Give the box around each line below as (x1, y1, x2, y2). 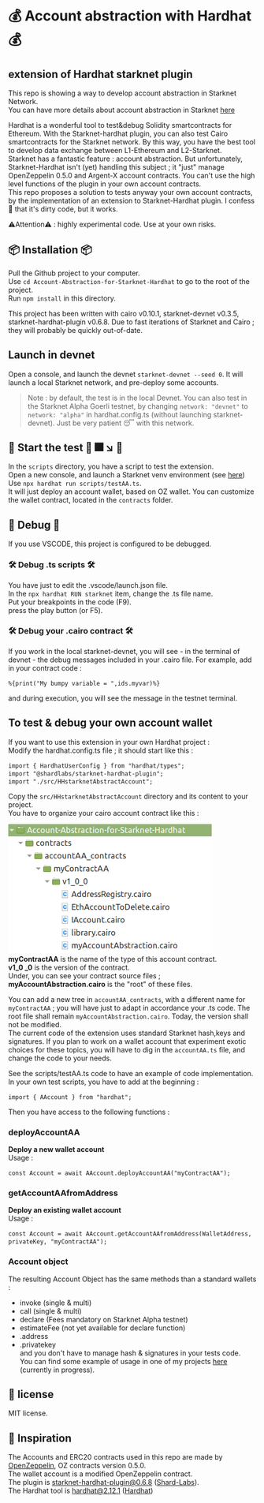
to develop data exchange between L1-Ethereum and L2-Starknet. (8, 146, 222, 155)
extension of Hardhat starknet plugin (8, 67, 193, 80)
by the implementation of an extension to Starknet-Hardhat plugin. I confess (8, 196, 255, 205)
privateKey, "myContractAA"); (8, 1238, 108, 1246)
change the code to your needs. (8, 1053, 112, 1063)
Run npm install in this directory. (8, 293, 117, 303)
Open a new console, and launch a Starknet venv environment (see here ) (8, 470, 246, 480)
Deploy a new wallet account (8, 1144, 105, 1153)
